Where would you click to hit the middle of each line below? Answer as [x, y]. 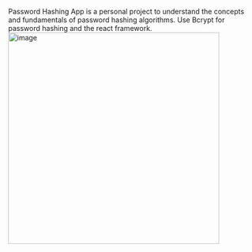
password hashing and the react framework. [80, 28]
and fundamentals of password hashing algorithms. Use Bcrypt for [117, 20]
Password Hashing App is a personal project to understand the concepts [126, 11]
